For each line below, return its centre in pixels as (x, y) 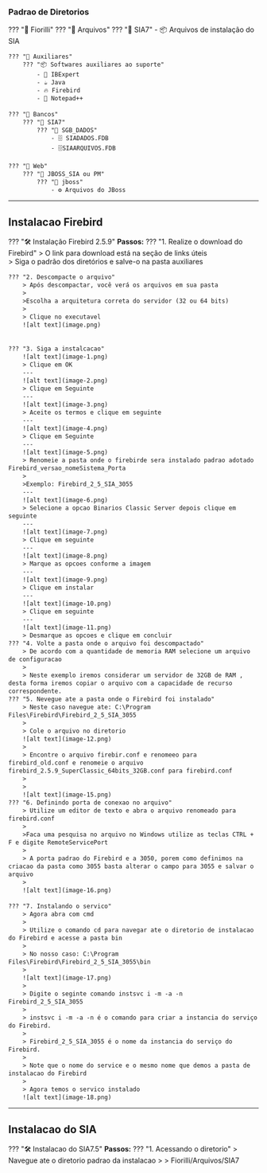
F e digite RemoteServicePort (58, 843)
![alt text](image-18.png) (67, 1097)
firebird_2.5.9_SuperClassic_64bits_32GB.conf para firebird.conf (120, 771)
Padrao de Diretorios (49, 12)
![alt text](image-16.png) (67, 890)
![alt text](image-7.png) (66, 532)
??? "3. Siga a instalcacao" (56, 349)
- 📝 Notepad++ (60, 99)
